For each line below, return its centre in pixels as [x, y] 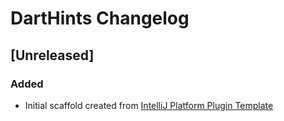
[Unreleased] [52, 55]
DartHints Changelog [100, 18]
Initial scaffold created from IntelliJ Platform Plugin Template [149, 105]
